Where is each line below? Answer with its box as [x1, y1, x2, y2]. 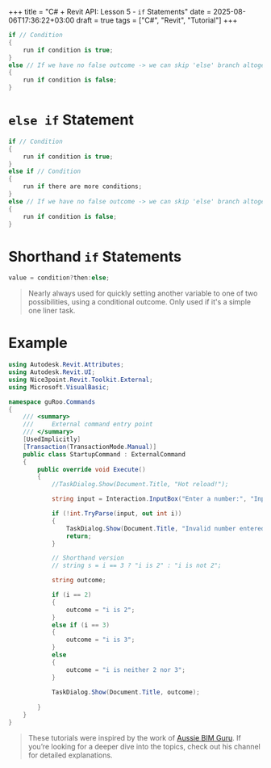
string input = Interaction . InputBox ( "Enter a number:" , [51, 495, 248, 503]
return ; [65, 532, 92, 540]
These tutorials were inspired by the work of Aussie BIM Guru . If [27, 732, 242, 742]
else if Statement [8, 111, 135, 129]
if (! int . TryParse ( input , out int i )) [51, 510, 182, 518]
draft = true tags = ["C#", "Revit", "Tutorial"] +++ [76, 15, 238, 25]
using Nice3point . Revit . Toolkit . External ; [8, 376, 153, 384]
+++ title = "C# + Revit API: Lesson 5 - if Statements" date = [8, 7, 212, 16]
